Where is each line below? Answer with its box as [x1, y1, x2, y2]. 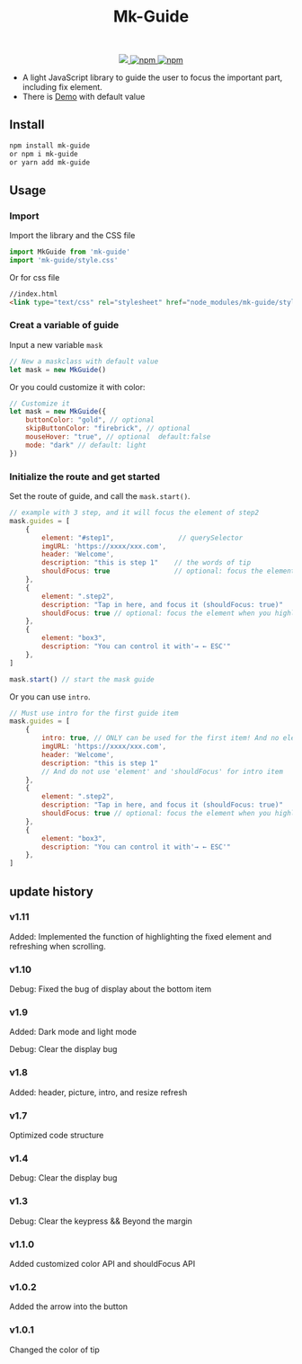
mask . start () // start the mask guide [9, 674, 155, 684]
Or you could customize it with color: [9, 381, 146, 392]
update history [9, 884, 94, 899]
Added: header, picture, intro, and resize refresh [9, 1086, 188, 1098]
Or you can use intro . [9, 691, 91, 702]
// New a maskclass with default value [9, 357, 159, 366]
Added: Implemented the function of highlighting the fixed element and [9, 931, 272, 941]
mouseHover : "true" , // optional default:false [25, 432, 211, 441]
